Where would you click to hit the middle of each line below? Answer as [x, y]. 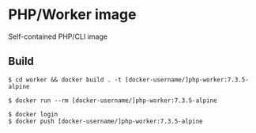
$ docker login [33, 114]
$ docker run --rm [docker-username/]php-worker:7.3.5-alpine [113, 101]
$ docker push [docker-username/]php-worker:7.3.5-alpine [105, 121]
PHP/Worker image [72, 15]
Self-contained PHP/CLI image [58, 36]
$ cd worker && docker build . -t [65, 80]
